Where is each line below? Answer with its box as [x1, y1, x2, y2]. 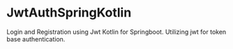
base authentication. [6, 35, 66, 43]
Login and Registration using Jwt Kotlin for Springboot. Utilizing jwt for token [6, 28, 227, 36]
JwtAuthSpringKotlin [6, 5, 132, 21]
